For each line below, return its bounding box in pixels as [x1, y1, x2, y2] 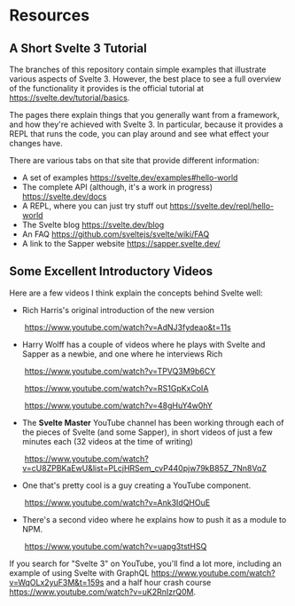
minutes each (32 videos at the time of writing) [21, 436, 193, 446]
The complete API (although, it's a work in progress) [21, 182, 213, 192]
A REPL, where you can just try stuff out [21, 201, 168, 211]
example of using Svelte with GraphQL [9, 567, 150, 578]
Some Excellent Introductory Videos [9, 264, 213, 279]
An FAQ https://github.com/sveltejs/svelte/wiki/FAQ [21, 229, 210, 240]
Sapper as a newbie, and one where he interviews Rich [21, 348, 223, 359]
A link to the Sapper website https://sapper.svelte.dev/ [21, 239, 221, 248]
